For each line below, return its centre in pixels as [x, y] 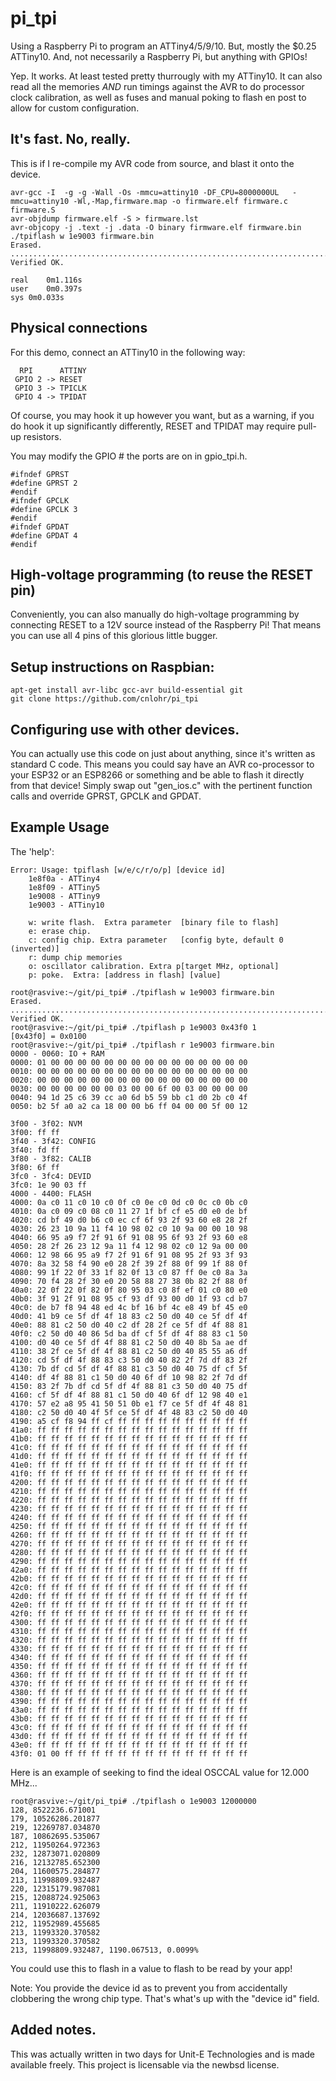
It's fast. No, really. [71, 139]
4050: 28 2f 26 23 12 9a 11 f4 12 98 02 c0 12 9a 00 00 [129, 1246]
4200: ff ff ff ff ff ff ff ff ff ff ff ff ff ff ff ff [129, 1482]
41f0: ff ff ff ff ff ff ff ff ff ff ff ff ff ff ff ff [129, 1473]
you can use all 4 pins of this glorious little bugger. [114, 636]
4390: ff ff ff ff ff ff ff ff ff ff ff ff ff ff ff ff [129, 1701]
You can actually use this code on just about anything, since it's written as [163, 753]
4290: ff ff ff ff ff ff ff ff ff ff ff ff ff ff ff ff [129, 1561]
